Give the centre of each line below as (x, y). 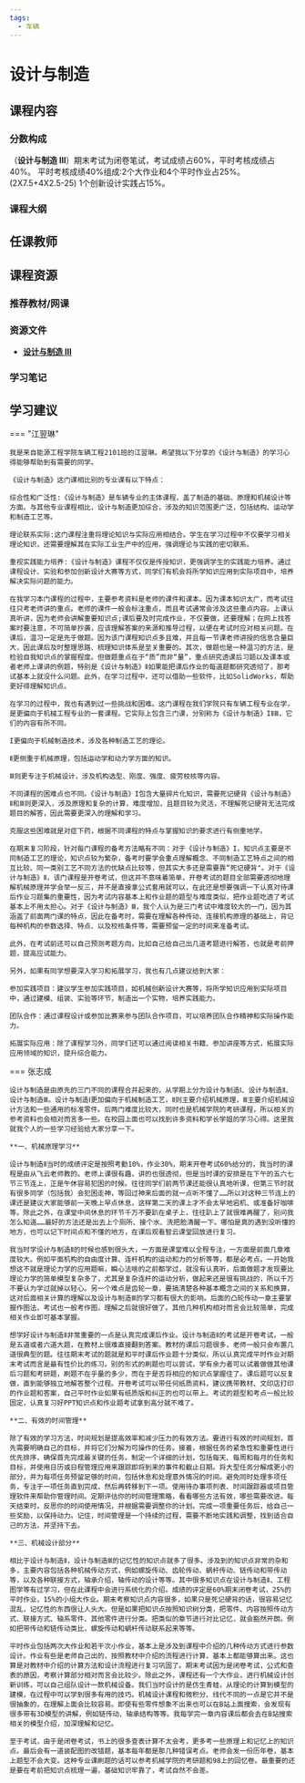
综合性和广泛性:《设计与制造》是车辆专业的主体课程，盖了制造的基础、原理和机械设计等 (150, 498)
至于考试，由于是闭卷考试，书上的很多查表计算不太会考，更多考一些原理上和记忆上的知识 (152, 1742)
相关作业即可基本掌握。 (47, 1318)
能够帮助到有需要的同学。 (57, 463)
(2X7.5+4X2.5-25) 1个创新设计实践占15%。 (90, 183)
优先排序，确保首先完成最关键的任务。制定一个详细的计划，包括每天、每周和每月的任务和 (152, 1458)
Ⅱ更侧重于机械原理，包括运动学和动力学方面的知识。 (92, 759)
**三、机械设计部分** (45, 1543)
